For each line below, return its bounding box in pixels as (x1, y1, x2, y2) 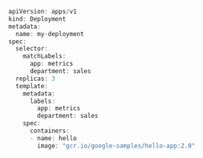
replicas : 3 (15, 75, 56, 83)
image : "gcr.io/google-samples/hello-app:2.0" (37, 141, 196, 150)
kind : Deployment (8, 14, 67, 23)
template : (15, 82, 48, 90)
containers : (29, 127, 70, 135)
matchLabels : (22, 52, 67, 60)
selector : (15, 45, 48, 53)
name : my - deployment (15, 30, 84, 38)
